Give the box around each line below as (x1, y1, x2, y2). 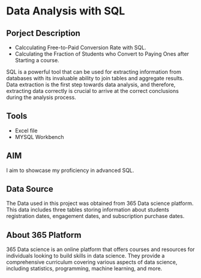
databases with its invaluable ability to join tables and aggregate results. (6, 75, 184, 81)
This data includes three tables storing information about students (6, 206, 169, 213)
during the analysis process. (6, 94, 76, 101)
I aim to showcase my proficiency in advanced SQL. (6, 167, 134, 174)
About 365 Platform (6, 229, 82, 240)
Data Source (6, 184, 53, 194)
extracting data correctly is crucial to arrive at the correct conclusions (6, 87, 179, 94)
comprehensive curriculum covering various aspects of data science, (6, 259, 178, 266)
